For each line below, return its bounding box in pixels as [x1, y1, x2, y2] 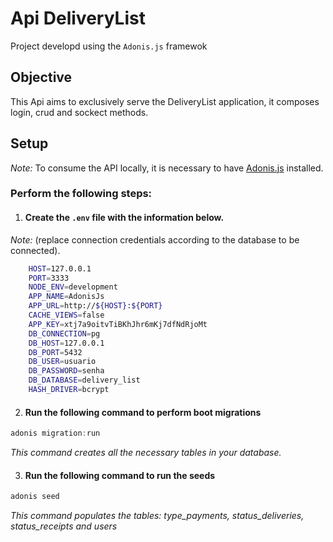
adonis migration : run [10, 428, 101, 439]
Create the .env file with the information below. [24, 212, 225, 224]
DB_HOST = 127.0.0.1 [28, 338, 105, 348]
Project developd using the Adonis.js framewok [10, 40, 208, 52]
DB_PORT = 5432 [28, 347, 83, 357]
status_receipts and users [10, 520, 118, 532]
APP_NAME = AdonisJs [28, 292, 105, 302]
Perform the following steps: [10, 187, 153, 201]
